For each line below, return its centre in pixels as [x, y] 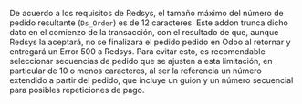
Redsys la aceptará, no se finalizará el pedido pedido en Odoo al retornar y [150, 42]
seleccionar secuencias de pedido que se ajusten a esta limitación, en [141, 61]
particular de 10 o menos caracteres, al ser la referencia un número [135, 71]
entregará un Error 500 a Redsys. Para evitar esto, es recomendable [138, 52]
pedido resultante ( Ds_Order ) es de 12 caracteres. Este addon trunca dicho [149, 23]
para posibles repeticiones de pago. [77, 90]
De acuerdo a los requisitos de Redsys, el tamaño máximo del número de [147, 13]
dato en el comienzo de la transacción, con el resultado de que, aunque [144, 32]
